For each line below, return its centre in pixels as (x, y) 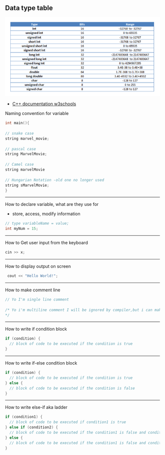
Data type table (29, 8)
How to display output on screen (38, 266)
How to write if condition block (36, 329)
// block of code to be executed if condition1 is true (68, 422)
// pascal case (21, 149)
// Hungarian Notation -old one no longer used (55, 180)
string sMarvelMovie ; (27, 185)
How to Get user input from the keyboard (47, 243)
